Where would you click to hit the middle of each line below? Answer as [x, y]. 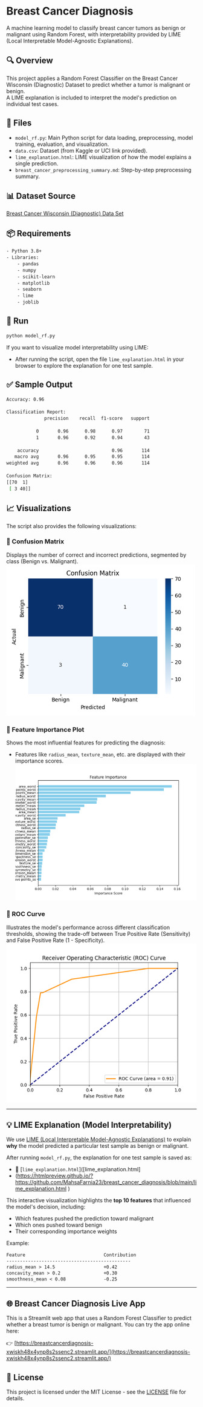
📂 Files [19, 123]
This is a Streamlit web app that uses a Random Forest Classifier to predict [99, 1318]
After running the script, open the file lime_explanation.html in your [99, 359]
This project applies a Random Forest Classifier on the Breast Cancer [92, 78]
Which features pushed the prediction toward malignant [84, 1219]
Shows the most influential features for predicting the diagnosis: [86, 743]
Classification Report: [36, 412]
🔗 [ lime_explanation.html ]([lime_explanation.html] [78, 1170]
